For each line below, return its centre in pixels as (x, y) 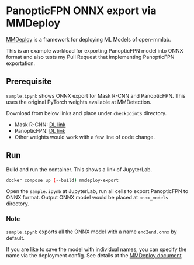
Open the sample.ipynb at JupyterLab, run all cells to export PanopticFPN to (97, 191)
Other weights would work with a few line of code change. (85, 137)
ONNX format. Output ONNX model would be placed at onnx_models (87, 198)
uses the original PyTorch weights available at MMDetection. (79, 102)
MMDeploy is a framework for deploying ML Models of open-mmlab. (89, 39)
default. (15, 238)
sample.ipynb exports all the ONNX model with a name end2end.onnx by (91, 232)
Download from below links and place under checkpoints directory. (86, 113)
